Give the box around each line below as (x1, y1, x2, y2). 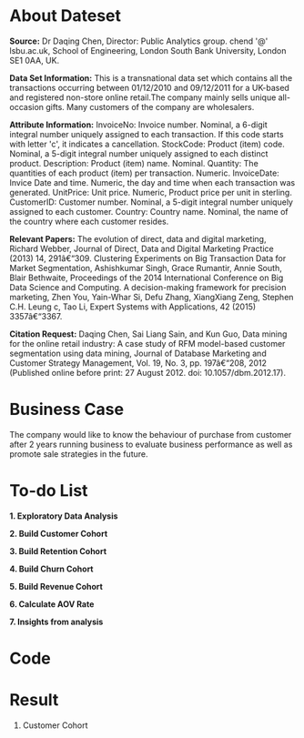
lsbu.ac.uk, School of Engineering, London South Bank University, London (9, 45, 287, 56)
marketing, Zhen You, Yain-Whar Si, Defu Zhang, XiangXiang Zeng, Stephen (9, 291, 294, 302)
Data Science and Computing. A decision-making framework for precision (9, 281, 287, 292)
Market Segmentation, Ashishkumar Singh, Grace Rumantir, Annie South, (9, 262, 282, 273)
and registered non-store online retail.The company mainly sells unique (9, 92, 277, 103)
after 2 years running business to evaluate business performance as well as (9, 439, 293, 450)
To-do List (9, 480, 88, 501)
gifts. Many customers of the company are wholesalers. (45, 101, 255, 112)
